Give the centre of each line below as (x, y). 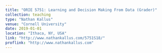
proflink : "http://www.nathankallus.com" (50, 43)
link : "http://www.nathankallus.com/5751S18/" (55, 38)
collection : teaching (28, 15)
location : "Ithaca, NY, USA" (36, 33)
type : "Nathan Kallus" (29, 19)
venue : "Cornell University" (36, 24)
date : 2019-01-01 (24, 29)
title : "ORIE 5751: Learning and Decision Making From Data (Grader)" (81, 10)
